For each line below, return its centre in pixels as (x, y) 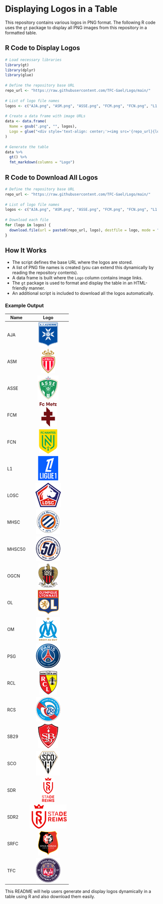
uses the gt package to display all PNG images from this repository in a (76, 27)
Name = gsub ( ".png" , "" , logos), (43, 127)
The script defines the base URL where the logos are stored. (72, 262)
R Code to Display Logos (42, 48)
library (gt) (17, 65)
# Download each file (27, 220)
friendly (20, 288)
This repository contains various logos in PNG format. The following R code (80, 22)
